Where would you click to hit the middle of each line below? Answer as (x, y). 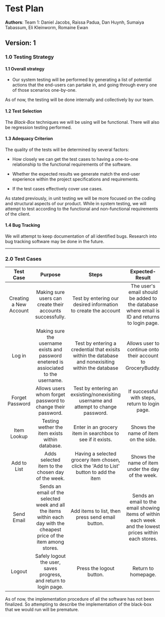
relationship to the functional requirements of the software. (72, 164)
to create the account (96, 311)
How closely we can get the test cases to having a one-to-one (75, 159)
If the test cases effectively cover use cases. (57, 188)
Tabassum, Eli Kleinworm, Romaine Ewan (47, 27)
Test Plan (25, 9)
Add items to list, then (96, 511)
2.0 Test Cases (23, 258)
